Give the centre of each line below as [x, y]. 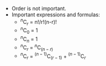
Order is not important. [39, 8]
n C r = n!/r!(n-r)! [38, 22]
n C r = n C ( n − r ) [37, 48]
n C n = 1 [29, 39]
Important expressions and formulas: [56, 15]
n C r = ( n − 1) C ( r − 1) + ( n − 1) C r [53, 56]
